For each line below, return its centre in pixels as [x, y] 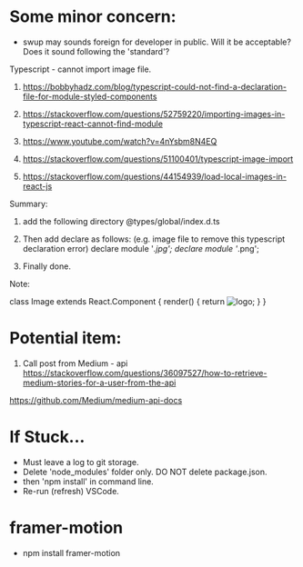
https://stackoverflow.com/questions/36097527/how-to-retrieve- [145, 373]
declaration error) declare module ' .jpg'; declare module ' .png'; [141, 248]
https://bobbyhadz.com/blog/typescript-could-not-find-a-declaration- [155, 86]
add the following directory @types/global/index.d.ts [121, 221]
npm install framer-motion [71, 552]
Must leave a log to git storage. [81, 462]
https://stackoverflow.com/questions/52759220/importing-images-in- [154, 114]
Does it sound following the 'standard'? [96, 51]
